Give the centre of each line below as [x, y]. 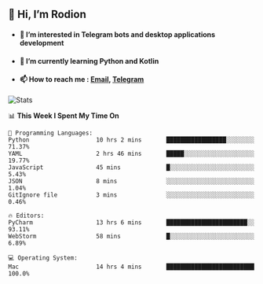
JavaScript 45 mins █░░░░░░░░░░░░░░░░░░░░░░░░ [131, 167]
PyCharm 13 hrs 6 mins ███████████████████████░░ [131, 222]
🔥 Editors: [26, 216]
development [42, 42]
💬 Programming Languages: [50, 133]
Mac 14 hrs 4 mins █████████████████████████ [131, 267]
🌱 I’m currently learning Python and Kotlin [89, 61]
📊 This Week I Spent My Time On [64, 116]
